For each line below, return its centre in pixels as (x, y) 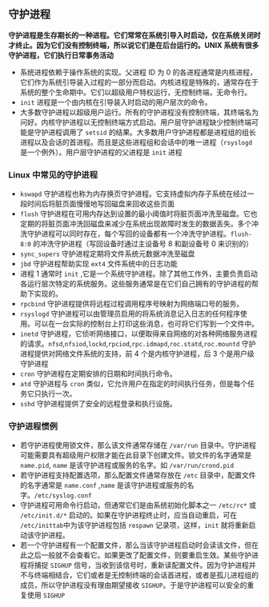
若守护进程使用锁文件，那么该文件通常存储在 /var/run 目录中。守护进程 (138, 445)
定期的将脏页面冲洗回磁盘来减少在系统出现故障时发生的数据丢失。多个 (136, 224)
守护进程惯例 (33, 426)
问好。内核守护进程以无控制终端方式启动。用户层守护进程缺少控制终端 (136, 122)
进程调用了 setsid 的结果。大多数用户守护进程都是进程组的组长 (152, 132)
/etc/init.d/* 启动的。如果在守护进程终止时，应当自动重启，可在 (128, 515)
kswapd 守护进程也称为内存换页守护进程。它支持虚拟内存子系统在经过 (133, 194)
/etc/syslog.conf (63, 496)
